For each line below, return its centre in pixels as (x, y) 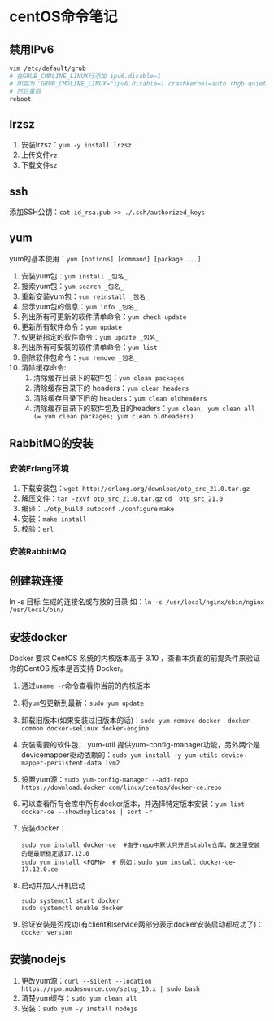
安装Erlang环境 (39, 469)
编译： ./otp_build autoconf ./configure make (98, 508)
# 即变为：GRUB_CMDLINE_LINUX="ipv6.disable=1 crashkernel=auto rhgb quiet (138, 83)
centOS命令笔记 (63, 17)
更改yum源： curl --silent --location (87, 980)
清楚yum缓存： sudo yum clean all (79, 997)
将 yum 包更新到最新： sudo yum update (83, 703)
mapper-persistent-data (61, 763)
